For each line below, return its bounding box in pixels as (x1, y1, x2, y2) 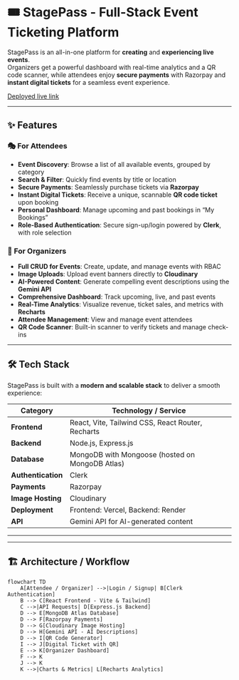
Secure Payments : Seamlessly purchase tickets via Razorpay (17, 182, 199, 191)
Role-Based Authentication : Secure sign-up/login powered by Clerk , (17, 220, 222, 229)
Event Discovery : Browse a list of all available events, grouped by (17, 160, 211, 168)
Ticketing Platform (7, 24, 119, 41)
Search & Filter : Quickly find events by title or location (17, 175, 176, 184)
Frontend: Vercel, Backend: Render (70, 505, 186, 515)
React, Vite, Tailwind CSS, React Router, (70, 417, 203, 427)
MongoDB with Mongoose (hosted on (70, 449, 196, 459)
